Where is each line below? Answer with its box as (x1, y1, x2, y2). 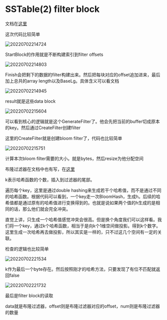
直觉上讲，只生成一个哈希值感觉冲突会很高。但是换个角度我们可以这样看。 (5, 216, 158, 222)
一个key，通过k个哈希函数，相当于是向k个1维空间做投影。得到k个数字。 (13, 223, 161, 229)
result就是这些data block (5, 98, 56, 104)
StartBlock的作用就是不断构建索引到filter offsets (5, 51, 103, 57)
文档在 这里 (5, 20, 27, 26)
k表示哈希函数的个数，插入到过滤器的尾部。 (5, 176, 95, 182)
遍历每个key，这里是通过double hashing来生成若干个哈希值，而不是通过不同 (5, 187, 162, 193)
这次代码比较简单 (5, 31, 40, 37)
